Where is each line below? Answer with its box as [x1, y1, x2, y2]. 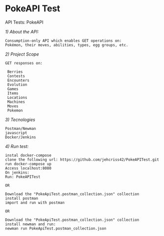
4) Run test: [5, 143, 29, 149]
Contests [7, 73, 26, 79]
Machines [7, 99, 26, 104]
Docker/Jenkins [5, 135, 36, 140]
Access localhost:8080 [5, 166, 52, 171]
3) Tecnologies [5, 117, 35, 122]
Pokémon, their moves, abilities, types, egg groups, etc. [5, 42, 129, 47]
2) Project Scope [5, 51, 39, 57]
